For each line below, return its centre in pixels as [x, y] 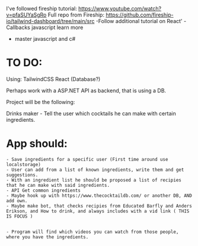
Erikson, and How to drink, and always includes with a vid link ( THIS [98, 211]
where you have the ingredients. [47, 237]
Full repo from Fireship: [76, 15]
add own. [17, 200]
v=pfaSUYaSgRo [26, 15]
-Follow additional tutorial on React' [139, 21]
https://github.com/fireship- [140, 15]
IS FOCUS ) [20, 216]
